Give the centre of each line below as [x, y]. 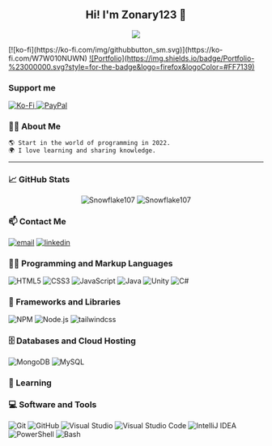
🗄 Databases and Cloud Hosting [72, 341]
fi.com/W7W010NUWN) [48, 58]
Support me [32, 87]
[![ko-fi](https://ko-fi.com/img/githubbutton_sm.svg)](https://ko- [116, 49]
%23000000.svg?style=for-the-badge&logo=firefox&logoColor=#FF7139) [132, 66]
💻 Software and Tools [53, 405]
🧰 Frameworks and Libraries [65, 302]
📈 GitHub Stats [39, 180]
